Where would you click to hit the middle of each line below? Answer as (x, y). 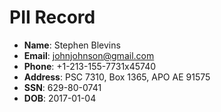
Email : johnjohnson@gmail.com (89, 55)
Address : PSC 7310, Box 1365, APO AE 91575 (117, 77)
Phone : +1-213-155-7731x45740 (90, 66)
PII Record (52, 17)
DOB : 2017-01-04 (60, 98)
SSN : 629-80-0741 (62, 87)
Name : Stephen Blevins (72, 45)
